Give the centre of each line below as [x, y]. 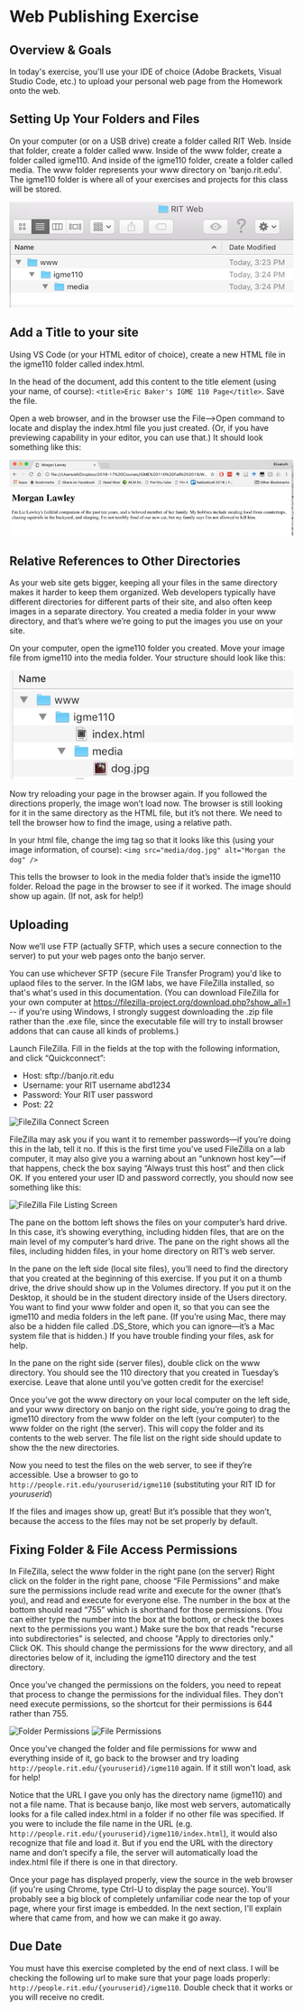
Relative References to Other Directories [125, 561]
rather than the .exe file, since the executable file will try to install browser [147, 1022]
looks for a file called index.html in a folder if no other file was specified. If [147, 1814]
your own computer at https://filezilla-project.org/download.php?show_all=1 [150, 1002]
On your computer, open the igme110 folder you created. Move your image [147, 649]
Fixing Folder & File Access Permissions [124, 1550]
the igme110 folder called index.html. [77, 364]
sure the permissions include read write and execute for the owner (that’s [146, 1590]
